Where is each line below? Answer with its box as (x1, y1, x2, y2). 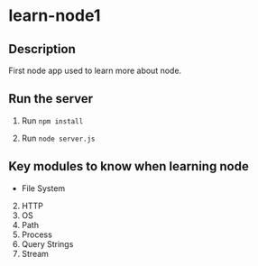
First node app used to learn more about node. (8, 65, 182, 76)
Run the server (8, 91, 94, 106)
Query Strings (21, 238, 74, 249)
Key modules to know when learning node (8, 159, 249, 174)
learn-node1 (8, 5, 101, 26)
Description (8, 41, 76, 57)
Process (21, 229, 53, 240)
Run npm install (21, 115, 84, 126)
